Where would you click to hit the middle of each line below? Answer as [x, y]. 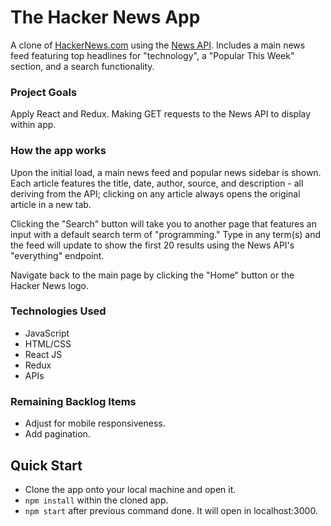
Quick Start [46, 465]
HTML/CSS [48, 343]
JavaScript [47, 333]
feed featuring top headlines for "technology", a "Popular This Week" [152, 55]
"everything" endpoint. [57, 255]
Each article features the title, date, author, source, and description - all [157, 183]
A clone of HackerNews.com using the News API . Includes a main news [158, 45]
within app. [33, 125]
